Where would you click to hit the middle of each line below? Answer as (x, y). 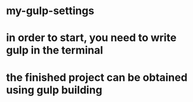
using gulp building (54, 90)
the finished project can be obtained (97, 77)
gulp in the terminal (55, 50)
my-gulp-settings (50, 11)
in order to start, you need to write (91, 38)
